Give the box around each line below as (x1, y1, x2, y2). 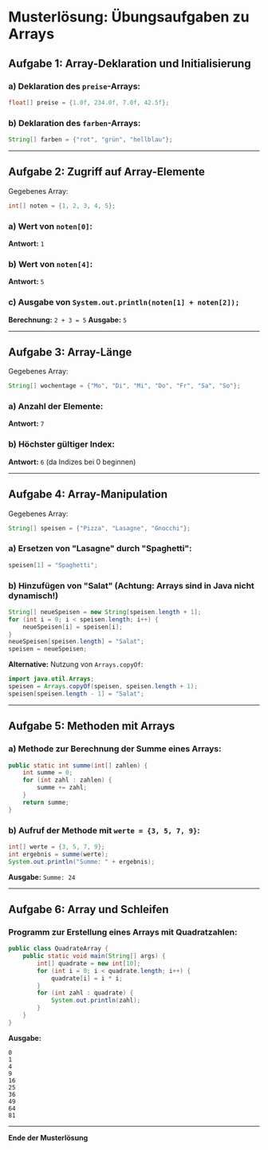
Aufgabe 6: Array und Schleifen (8, 902, 169, 916)
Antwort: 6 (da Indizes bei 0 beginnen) (8, 457, 136, 467)
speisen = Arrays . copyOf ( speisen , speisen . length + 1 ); (8, 683, 198, 691)
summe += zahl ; (37, 784, 88, 792)
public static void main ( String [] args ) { (22, 952, 166, 960)
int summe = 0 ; (22, 769, 73, 777)
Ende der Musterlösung (8, 1132, 89, 1142)
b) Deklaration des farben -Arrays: (8, 117, 141, 128)
